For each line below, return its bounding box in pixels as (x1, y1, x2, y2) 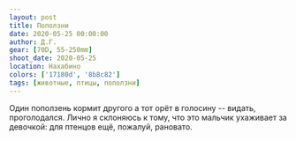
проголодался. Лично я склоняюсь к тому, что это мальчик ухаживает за (9, 112, 287, 122)
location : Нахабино (9, 63, 81, 71)
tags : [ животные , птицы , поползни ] (9, 78, 140, 87)
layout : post (9, 12, 57, 22)
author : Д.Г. (9, 37, 57, 47)
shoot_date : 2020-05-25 (9, 54, 97, 63)
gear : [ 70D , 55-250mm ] (9, 46, 93, 55)
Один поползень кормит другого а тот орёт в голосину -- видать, (9, 102, 256, 113)
